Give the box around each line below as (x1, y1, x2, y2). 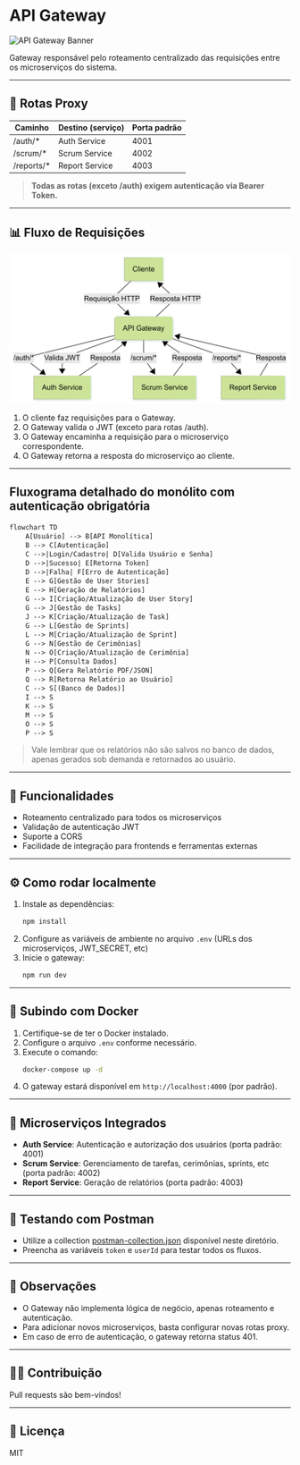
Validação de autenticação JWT (21, 822, 140, 833)
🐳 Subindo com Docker (9, 1003, 139, 1020)
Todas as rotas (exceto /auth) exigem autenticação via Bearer (30, 180, 265, 191)
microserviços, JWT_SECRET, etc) (21, 943, 149, 953)
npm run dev (21, 970, 67, 979)
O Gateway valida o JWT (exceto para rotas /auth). (21, 421, 210, 432)
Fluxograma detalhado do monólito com (9, 484, 235, 499)
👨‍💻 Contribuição (9, 1366, 103, 1381)
